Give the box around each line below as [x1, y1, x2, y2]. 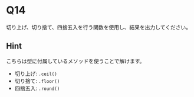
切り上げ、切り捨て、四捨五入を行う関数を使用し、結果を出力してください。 [6, 24, 192, 31]
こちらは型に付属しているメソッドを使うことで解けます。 [6, 57, 145, 65]
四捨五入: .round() [14, 85, 60, 92]
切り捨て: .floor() [14, 77, 60, 84]
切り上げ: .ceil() [14, 70, 57, 77]
